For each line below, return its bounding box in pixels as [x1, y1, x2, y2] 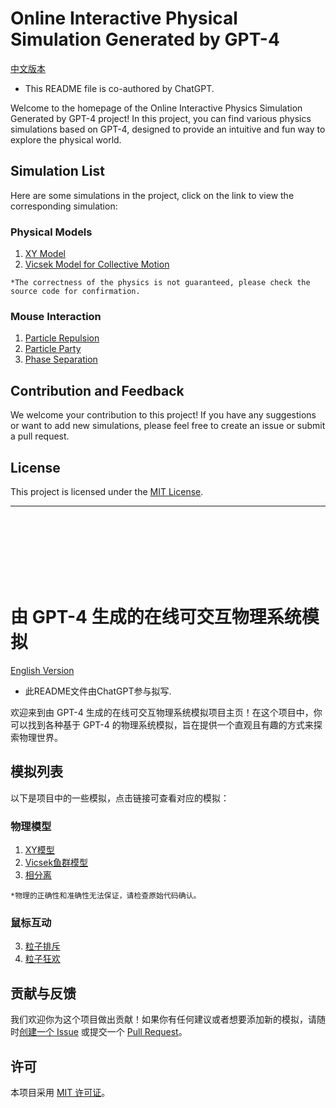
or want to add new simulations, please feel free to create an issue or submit [10, 420, 326, 432]
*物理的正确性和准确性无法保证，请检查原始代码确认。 [10, 891, 202, 901]
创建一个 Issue [19, 1026, 79, 1038]
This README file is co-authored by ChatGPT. [24, 82, 215, 94]
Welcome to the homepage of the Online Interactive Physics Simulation [10, 102, 303, 114]
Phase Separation [24, 353, 98, 366]
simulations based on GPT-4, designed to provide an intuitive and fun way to [10, 123, 326, 135]
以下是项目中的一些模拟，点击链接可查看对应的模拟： [10, 792, 230, 804]
